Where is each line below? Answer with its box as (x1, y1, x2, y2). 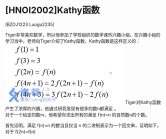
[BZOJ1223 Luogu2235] (5, 21, 55, 27)
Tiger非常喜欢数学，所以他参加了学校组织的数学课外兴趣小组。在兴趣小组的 (5, 31, 161, 37)
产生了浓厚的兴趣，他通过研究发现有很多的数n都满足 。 (5, 105, 119, 111)
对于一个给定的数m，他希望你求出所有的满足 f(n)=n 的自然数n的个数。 (5, 111, 150, 117)
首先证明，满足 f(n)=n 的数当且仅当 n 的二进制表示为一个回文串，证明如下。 (5, 122, 161, 128)
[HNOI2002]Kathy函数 (5, 4, 100, 16)
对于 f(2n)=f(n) (5, 128, 36, 134)
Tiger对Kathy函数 (124, 99, 161, 105)
